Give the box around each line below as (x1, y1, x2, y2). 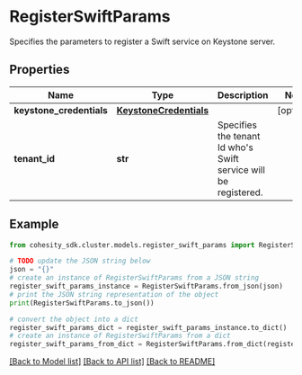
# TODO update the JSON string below (9, 256, 151, 266)
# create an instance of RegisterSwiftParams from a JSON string (9, 273, 259, 282)
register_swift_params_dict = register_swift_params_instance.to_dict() (9, 323, 288, 332)
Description (217, 88, 269, 101)
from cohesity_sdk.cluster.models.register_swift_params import (9, 240, 255, 249)
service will (217, 164, 265, 176)
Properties (9, 62, 70, 77)
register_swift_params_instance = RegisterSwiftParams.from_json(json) (9, 281, 283, 291)
